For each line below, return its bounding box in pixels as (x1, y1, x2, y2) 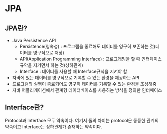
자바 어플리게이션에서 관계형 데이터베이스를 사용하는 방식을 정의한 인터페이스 (12, 87, 162, 93)
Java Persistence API (12, 38, 56, 43)
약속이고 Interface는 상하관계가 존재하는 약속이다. (5, 123, 102, 130)
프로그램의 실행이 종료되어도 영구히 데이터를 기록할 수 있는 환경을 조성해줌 (12, 81, 157, 87)
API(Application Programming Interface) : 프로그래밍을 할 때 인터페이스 (19, 56, 162, 62)
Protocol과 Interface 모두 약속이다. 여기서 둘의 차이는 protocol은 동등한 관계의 (5, 117, 159, 123)
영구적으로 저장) (33, 50, 65, 55)
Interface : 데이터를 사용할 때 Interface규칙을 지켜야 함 (19, 68, 127, 74)
